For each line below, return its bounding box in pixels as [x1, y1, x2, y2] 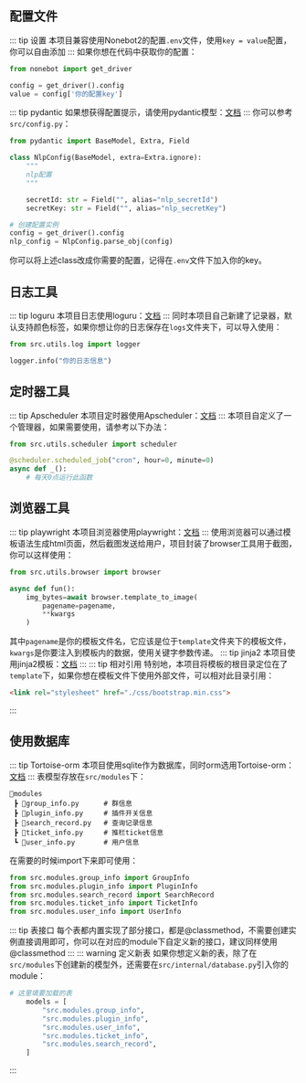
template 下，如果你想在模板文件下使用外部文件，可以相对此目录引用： [9, 670, 275, 681]
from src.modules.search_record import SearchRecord [9, 890, 215, 899]
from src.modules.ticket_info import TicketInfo [9, 898, 198, 908]
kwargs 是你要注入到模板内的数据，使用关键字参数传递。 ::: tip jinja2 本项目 [9, 647, 288, 658]
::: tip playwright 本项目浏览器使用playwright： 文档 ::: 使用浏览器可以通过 [9, 526, 283, 537]
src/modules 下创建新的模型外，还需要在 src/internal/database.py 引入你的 [9, 959, 290, 971]
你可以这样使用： [9, 549, 74, 560]
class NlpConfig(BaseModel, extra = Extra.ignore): [9, 154, 203, 163]
